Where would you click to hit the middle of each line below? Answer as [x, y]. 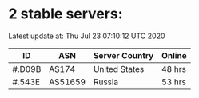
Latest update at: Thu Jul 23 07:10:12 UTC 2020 [87, 36]
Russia [105, 82]
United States [119, 69]
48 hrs [173, 69]
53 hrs [173, 82]
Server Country [123, 55]
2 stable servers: [66, 14]
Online [174, 55]
